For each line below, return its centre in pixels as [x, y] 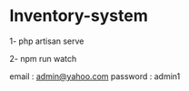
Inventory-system [79, 16]
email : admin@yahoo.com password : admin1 [95, 76]
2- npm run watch [43, 58]
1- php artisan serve [47, 41]
